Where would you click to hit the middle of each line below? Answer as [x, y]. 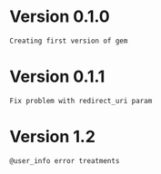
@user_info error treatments [65, 160]
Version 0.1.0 [60, 17]
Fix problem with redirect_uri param [81, 101]
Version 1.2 [52, 137]
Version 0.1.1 [57, 77]
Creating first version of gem [69, 41]
